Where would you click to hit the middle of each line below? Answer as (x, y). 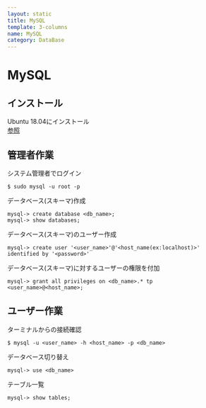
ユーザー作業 (35, 311)
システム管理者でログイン (44, 173)
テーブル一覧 (26, 384)
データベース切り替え (38, 357)
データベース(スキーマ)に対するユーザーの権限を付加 (84, 268)
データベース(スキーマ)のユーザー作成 (62, 234)
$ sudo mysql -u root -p (44, 186)
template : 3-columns (38, 27)
